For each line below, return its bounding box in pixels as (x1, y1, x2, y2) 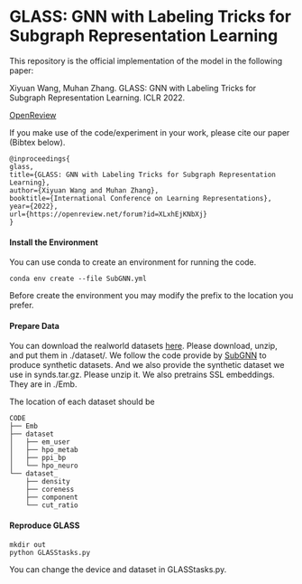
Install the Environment (9, 237, 99, 248)
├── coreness (25, 485, 75, 495)
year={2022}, (9, 202, 59, 211)
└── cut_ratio (25, 501, 78, 510)
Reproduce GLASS (9, 520, 80, 531)
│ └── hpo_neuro (9, 461, 78, 471)
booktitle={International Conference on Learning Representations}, (9, 193, 272, 203)
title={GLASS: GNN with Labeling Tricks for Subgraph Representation (9, 170, 277, 179)
